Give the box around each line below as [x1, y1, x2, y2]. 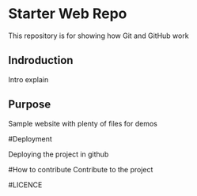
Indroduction [8, 54, 74, 67]
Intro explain [8, 74, 49, 84]
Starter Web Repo [8, 5, 127, 23]
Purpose [8, 98, 51, 111]
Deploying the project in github [8, 149, 109, 159]
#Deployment [8, 134, 53, 143]
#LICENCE [8, 179, 43, 190]
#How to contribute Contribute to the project [8, 164, 153, 174]
